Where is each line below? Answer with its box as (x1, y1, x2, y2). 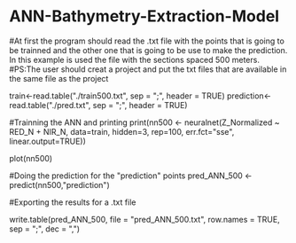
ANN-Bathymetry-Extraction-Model (9, 6, 280, 27)
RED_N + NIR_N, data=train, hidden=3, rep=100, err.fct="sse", (9, 126, 235, 137)
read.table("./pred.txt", (9, 99, 91, 110)
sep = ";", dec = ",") (9, 223, 81, 234)
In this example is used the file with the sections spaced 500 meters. (9, 54, 260, 65)
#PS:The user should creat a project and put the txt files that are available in (9, 64, 287, 74)
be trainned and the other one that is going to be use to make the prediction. (9, 44, 288, 55)
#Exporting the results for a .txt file (9, 197, 136, 208)
